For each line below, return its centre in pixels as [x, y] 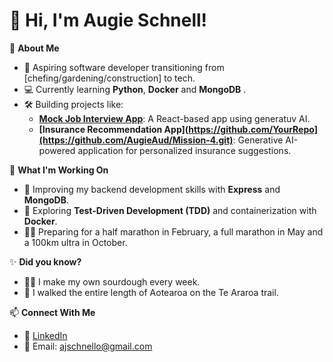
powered [57, 150]
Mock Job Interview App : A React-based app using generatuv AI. [174, 118]
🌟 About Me [34, 48]
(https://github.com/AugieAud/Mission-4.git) [136, 140]
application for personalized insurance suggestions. [184, 150]
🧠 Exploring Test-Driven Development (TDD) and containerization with [170, 210]
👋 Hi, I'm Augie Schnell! [108, 20]
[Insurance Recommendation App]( [113, 129]
